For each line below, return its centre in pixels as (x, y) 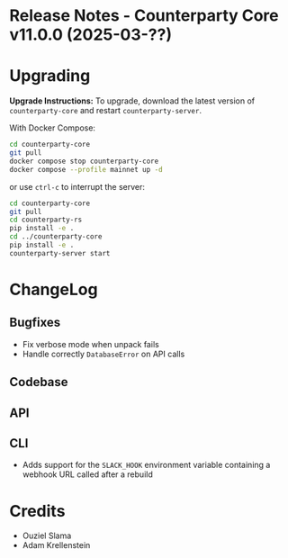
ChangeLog (54, 289)
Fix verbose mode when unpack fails (90, 344)
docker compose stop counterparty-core (84, 161)
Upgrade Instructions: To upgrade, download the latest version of (132, 101)
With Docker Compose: (53, 128)
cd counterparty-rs (46, 220)
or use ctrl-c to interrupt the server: (77, 186)
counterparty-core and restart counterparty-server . (106, 111)
